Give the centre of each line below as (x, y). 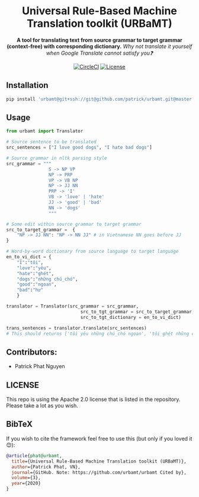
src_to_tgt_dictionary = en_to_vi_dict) (131, 317)
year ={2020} (26, 483)
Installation (27, 85)
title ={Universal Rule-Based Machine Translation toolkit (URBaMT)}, (99, 461)
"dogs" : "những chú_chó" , (47, 279)
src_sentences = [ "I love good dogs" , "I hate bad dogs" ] (79, 148)
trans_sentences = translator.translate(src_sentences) (76, 328)
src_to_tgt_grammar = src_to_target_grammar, (137, 312)
